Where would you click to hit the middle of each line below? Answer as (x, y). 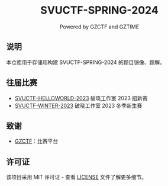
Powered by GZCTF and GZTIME (99, 27)
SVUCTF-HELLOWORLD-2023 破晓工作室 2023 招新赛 (81, 98)
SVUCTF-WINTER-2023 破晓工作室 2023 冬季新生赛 (78, 105)
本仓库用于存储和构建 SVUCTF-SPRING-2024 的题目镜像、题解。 (86, 62)
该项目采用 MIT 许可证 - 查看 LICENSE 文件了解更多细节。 (76, 177)
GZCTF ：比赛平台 (36, 141)
